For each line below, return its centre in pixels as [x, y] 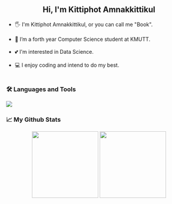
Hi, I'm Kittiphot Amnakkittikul [99, 10]
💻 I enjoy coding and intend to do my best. [67, 65]
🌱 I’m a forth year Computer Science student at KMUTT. [82, 39]
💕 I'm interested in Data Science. [54, 51]
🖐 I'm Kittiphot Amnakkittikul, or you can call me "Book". [84, 24]
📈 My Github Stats [34, 119]
